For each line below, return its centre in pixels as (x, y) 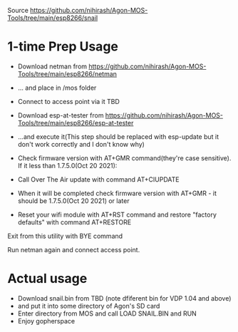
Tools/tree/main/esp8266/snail (53, 18)
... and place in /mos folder (57, 88)
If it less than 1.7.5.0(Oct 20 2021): (67, 165)
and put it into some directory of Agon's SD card (89, 306)
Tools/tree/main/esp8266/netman (67, 73)
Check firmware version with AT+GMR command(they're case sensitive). (124, 158)
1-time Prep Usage (63, 47)
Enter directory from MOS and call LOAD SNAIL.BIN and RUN (107, 313)
